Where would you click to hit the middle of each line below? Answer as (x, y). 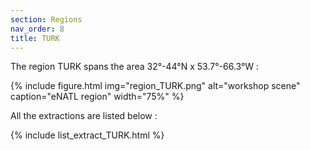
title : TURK (35, 38)
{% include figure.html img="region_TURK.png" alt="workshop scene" (155, 86)
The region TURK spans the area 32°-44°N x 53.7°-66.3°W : (135, 67)
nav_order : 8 (37, 29)
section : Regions (46, 19)
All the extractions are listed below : (84, 116)
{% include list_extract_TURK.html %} (87, 135)
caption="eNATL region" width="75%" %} (97, 97)
